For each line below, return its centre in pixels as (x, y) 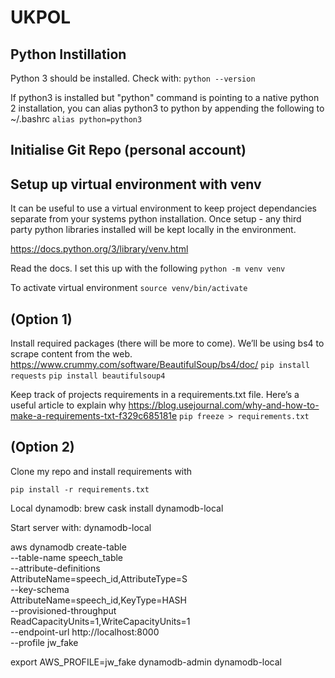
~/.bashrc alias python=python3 (76, 119)
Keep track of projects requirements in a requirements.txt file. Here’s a (155, 395)
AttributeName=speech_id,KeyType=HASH (98, 600)
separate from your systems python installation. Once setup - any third (156, 219)
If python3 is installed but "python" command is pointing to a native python (165, 97)
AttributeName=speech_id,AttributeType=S (99, 578)
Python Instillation (68, 54)
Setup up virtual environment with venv (136, 184)
